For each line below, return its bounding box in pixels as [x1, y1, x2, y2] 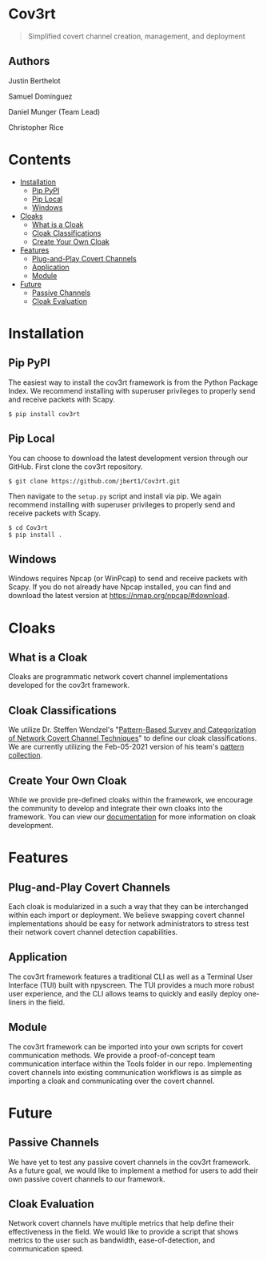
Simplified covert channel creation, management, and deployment [27, 31, 245, 41]
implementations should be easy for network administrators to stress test [8, 919, 249, 928]
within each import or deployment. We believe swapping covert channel [8, 910, 245, 919]
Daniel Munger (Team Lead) [8, 107, 101, 116]
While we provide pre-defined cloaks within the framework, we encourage [8, 794, 253, 804]
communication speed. [8, 1244, 84, 1254]
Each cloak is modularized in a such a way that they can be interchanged [8, 901, 249, 911]
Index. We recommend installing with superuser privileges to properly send [8, 386, 256, 395]
